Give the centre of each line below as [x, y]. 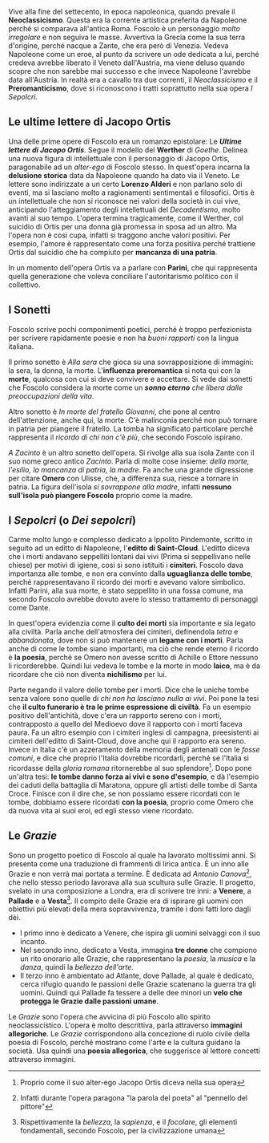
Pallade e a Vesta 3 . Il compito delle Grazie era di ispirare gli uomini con [126, 900]
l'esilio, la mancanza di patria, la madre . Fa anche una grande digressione [131, 469]
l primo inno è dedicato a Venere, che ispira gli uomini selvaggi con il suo [140, 933]
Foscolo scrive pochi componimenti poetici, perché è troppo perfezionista [130, 329]
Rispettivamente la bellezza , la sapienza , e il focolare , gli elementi [128, 1122]
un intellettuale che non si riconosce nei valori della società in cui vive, [124, 201]
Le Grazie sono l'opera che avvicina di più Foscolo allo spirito [109, 1017]
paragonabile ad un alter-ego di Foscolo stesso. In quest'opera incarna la [129, 167]
